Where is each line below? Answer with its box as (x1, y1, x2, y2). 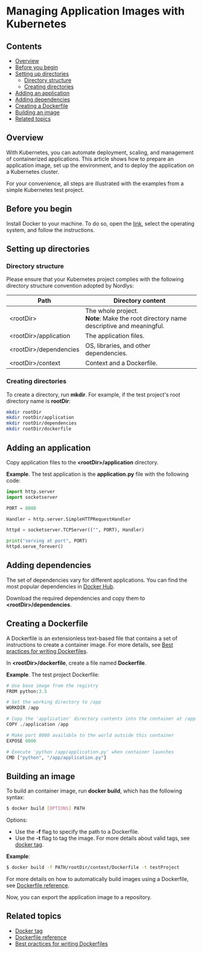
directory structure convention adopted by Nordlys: (6, 282, 134, 289)
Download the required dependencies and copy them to (6, 595, 146, 602)
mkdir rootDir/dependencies (6, 420, 77, 426)
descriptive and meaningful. (85, 322, 165, 331)
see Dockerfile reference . (6, 882, 70, 889)
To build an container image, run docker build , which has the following (6, 787, 182, 794)
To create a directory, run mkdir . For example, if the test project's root (6, 391, 181, 398)
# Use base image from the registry (6, 682, 98, 688)
